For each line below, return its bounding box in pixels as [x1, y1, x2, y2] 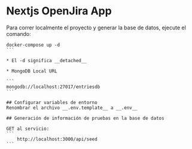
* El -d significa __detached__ [6, 57, 87, 63]
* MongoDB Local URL [6, 68, 58, 74]
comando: [6, 30, 31, 37]
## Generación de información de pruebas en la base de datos [6, 115, 164, 121]
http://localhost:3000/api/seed [17, 136, 97, 142]
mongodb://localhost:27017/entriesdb [6, 84, 100, 90]
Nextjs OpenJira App [6, 4, 112, 18]
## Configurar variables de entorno [6, 99, 97, 105]
